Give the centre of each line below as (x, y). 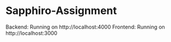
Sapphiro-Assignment (61, 11)
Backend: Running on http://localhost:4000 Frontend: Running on (85, 27)
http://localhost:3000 (31, 33)
